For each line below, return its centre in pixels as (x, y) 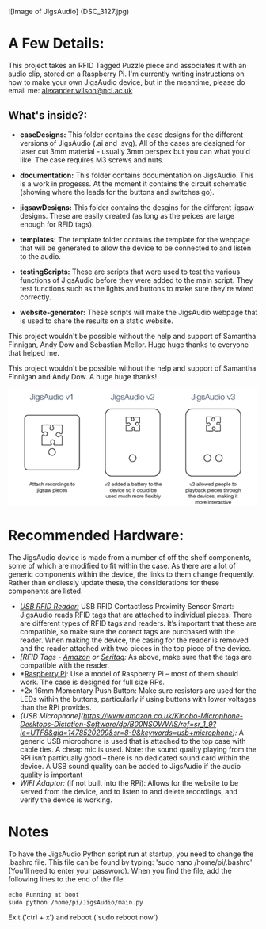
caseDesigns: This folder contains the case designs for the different (131, 135)
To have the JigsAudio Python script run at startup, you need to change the (131, 854)
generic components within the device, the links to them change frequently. (131, 574)
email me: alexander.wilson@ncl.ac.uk (70, 90)
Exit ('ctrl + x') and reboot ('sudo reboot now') (83, 917)
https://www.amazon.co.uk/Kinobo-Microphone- (163, 715)
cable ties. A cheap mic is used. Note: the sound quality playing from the (138, 749)
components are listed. (46, 591)
